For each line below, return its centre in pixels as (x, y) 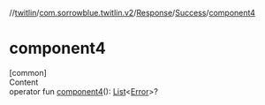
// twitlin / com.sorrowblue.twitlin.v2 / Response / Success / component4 (132, 13)
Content (24, 82)
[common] (28, 72)
